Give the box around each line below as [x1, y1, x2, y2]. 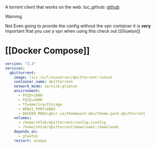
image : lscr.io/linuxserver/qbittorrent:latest [14, 75, 112, 80]
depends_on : [14, 129, 38, 134]
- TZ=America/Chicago [18, 102, 63, 107]
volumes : [14, 115, 32, 121]
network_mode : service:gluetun [14, 84, 78, 89]
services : [5, 66, 25, 71]
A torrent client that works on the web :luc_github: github [5, 4, 120, 10]
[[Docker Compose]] [5, 45, 90, 56]
